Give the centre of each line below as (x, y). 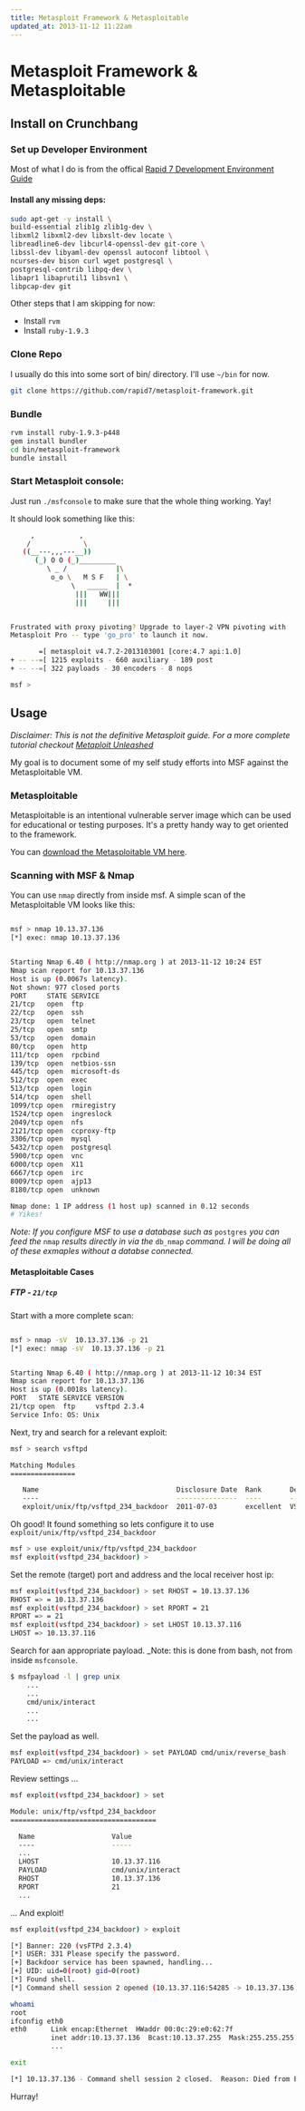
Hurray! (24, 2096)
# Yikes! (27, 1215)
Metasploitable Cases (52, 1271)
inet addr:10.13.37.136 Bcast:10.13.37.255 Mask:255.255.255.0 (176, 2038)
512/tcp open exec (49, 1080)
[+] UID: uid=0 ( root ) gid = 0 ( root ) (76, 1971)
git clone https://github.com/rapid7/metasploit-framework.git (132, 391)
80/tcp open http (49, 1046)
